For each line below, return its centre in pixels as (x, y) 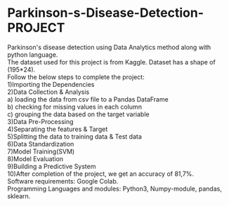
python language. (33, 55)
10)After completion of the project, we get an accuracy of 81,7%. (101, 174)
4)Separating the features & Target (58, 129)
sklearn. (19, 196)
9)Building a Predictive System (52, 166)
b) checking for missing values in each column (75, 107)
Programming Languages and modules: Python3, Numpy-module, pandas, (115, 188)
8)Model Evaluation (35, 158)
